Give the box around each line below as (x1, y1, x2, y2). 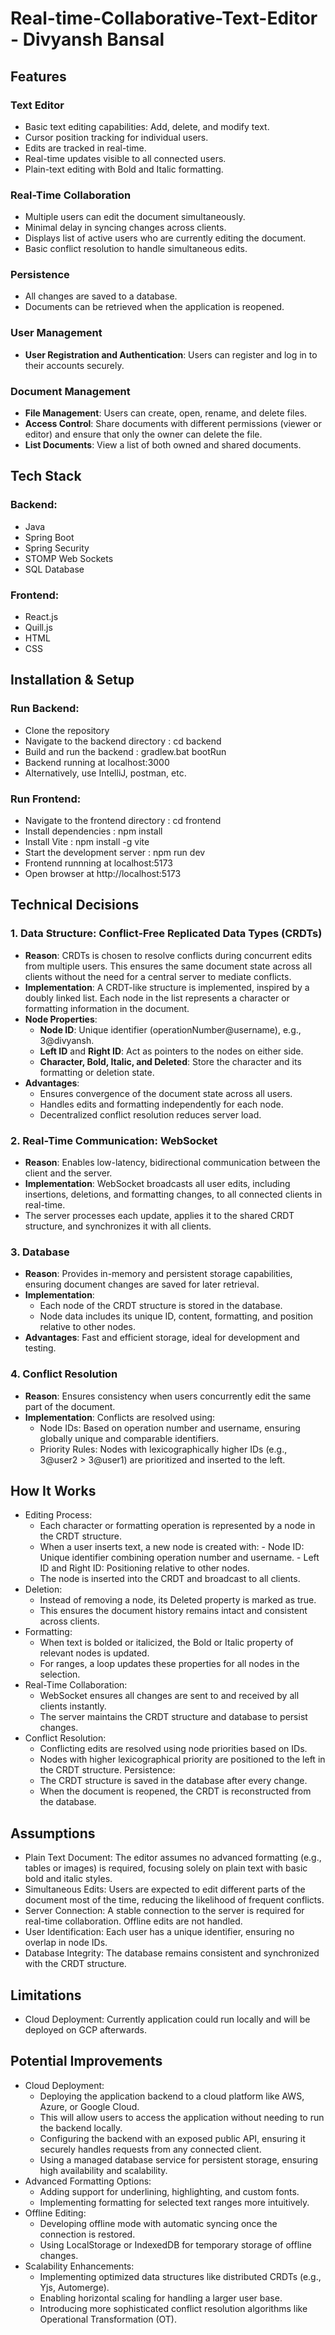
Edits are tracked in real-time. (24, 142, 147, 154)
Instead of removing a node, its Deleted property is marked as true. (39, 1594, 317, 1606)
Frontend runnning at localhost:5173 (24, 857, 173, 869)
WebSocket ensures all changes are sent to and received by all (39, 1690, 300, 1702)
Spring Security (24, 542, 90, 554)
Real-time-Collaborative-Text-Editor (10, 7, 318, 30)
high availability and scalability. (39, 2164, 168, 2176)
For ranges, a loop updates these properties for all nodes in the (39, 1658, 300, 1670)
